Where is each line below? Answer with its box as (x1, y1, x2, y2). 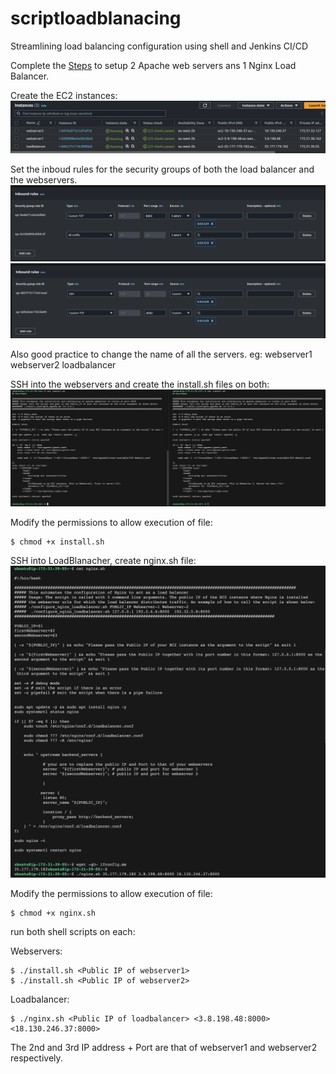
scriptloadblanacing (10, 7, 182, 30)
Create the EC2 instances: (10, 89, 118, 101)
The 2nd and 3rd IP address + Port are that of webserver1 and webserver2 (10, 1042, 318, 1054)
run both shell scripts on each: (10, 926, 136, 938)
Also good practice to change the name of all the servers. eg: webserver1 (10, 348, 313, 360)
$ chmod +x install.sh (10, 537, 105, 547)
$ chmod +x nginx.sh (10, 908, 97, 919)
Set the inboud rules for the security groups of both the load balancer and (10, 163, 315, 175)
